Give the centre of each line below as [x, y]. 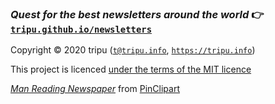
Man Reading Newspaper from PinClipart [95, 89]
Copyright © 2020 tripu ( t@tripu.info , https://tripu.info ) [133, 50]
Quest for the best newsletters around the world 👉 [137, 14]
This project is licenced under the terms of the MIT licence [131, 69]
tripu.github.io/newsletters [81, 29]
